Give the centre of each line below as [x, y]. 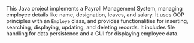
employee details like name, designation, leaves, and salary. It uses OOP [95, 15]
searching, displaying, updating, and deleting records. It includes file [91, 27]
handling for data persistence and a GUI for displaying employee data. [93, 34]
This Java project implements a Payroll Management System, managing [94, 9]
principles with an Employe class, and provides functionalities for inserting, [97, 21]
